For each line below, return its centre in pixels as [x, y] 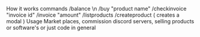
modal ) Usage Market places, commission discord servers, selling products [100, 21]
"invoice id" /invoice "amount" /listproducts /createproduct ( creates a [93, 15]
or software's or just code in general [51, 27]
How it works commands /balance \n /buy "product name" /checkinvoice [96, 9]
